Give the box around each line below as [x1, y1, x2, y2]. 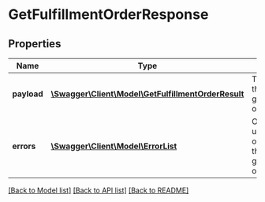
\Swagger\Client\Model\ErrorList [50, 140, 177, 151]
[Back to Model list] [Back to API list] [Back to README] [8, 185, 189, 195]
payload [12, 88, 43, 99]
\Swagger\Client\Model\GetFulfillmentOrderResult [50, 88, 244, 99]
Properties [8, 37, 62, 50]
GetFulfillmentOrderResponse [8, 6, 209, 24]
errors [12, 140, 36, 151]
